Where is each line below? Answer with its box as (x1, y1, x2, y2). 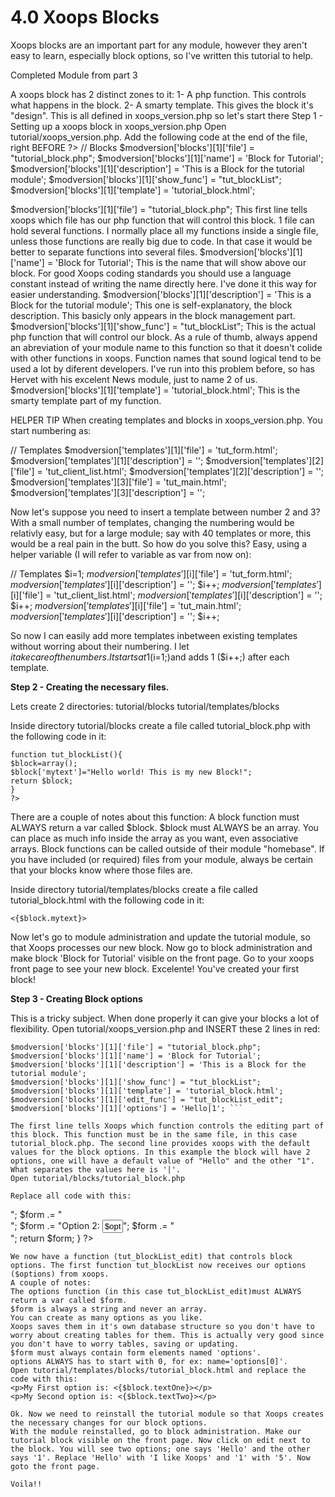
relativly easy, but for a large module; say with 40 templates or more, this (10, 527, 312, 539)
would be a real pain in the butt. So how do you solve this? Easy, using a (10, 537, 307, 550)
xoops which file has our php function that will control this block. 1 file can (10, 214, 315, 226)
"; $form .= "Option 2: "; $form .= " (10, 1219, 175, 1231)
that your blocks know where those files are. (10, 864, 193, 876)
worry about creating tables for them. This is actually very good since (10, 1330, 325, 1340)
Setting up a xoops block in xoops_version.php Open (10, 120, 227, 132)
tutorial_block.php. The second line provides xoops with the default (10, 1138, 311, 1148)
